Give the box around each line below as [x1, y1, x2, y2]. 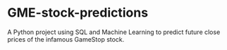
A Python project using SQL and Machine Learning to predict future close [7, 28, 221, 36]
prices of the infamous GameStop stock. [7, 35, 125, 43]
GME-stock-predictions [7, 5, 149, 21]
